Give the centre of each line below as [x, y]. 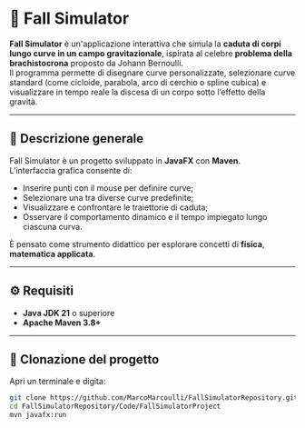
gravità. [24, 101]
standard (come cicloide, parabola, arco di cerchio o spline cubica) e [138, 82]
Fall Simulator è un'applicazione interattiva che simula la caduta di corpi [145, 44]
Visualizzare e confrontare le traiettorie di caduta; [115, 207]
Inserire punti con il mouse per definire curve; [108, 188]
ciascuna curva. [53, 226]
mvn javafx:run [38, 415]
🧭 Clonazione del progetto [84, 359]
